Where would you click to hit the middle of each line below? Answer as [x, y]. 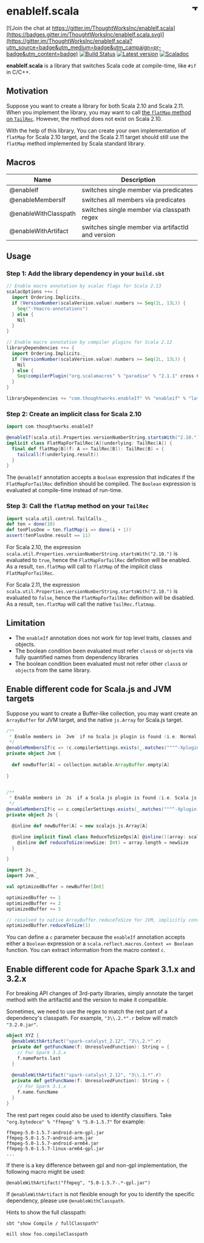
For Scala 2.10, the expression [44, 547]
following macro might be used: [46, 1171]
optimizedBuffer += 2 [34, 903]
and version [98, 235]
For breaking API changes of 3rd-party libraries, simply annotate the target [100, 993]
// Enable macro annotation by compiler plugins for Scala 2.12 [89, 342]
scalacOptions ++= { [32, 292]
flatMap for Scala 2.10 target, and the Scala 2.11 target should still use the [97, 137]
